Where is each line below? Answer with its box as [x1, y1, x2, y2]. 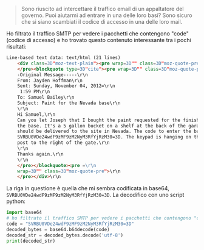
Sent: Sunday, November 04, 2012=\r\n [17, 83, 115, 89]
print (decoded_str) [6, 238, 56, 244]
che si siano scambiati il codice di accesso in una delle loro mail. [21, 18, 183, 25]
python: [6, 198, 25, 205]
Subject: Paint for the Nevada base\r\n [17, 100, 121, 106]
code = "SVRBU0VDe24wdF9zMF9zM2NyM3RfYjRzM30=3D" [6, 221, 135, 227]
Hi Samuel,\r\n [17, 111, 56, 118]
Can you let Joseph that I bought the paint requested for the [17, 117, 181, 123]
